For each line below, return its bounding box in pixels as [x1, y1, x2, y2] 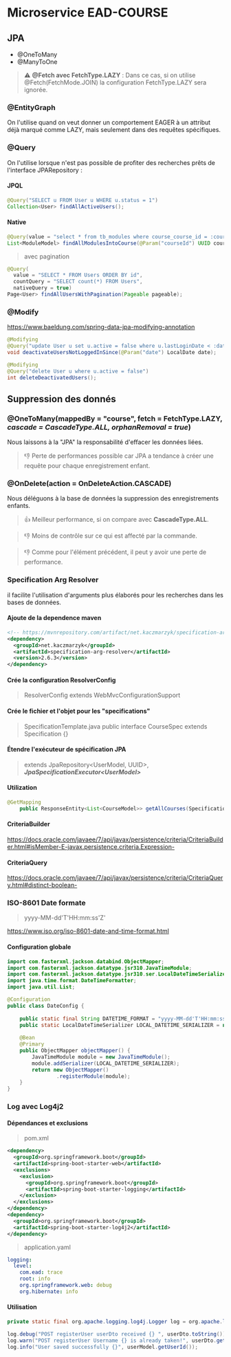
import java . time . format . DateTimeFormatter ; [7, 978, 137, 984]
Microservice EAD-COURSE [7, 5, 168, 21]
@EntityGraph [7, 102, 56, 112]
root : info [19, 1275, 51, 1283]
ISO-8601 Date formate [7, 898, 86, 908]
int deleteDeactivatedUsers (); [7, 374, 97, 381]
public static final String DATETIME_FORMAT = [19, 1015, 155, 1022]
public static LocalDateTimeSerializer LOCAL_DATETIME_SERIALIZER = [19, 1022, 220, 1028]
